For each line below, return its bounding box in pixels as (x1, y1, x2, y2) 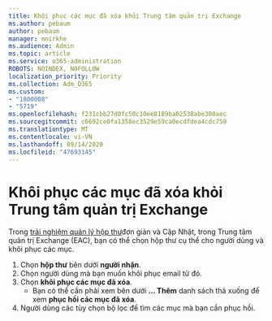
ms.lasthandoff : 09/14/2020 (8, 140, 104, 149)
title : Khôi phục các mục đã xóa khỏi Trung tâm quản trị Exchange (8, 11, 242, 20)
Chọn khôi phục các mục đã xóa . (19, 277, 132, 287)
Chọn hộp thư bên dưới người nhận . (19, 260, 141, 270)
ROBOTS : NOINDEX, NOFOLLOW (8, 65, 100, 73)
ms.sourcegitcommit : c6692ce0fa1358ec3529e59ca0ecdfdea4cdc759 (8, 118, 227, 126)
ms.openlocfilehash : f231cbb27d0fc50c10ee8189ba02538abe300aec (8, 111, 227, 119)
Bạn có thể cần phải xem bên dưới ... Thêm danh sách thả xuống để (32, 286, 260, 296)
